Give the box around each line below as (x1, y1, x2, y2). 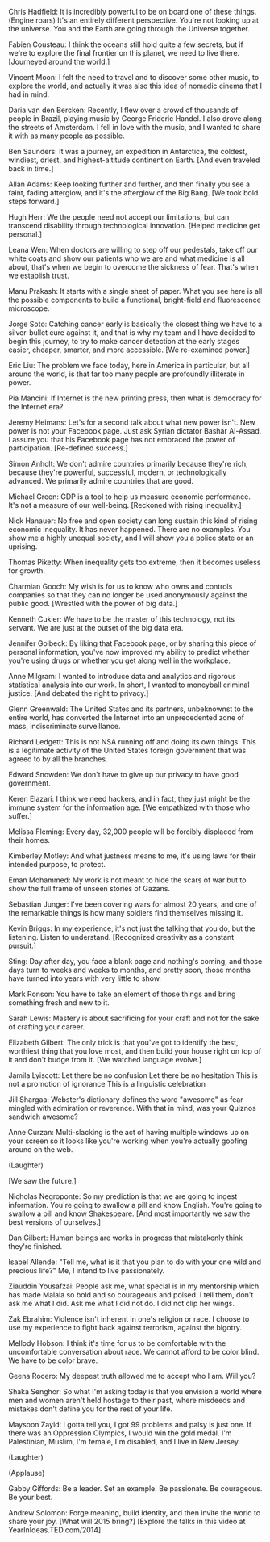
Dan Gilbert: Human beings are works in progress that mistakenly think (8, 1233, 243, 1242)
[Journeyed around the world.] (8, 57, 110, 66)
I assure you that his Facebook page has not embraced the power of (8, 435, 235, 444)
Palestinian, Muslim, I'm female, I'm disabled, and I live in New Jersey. (8, 1437, 240, 1446)
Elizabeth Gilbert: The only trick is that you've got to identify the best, (8, 1037, 239, 1047)
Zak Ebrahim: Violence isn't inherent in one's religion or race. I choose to (8, 1314, 250, 1323)
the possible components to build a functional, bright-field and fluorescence (8, 295, 262, 304)
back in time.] (8, 164, 54, 173)
